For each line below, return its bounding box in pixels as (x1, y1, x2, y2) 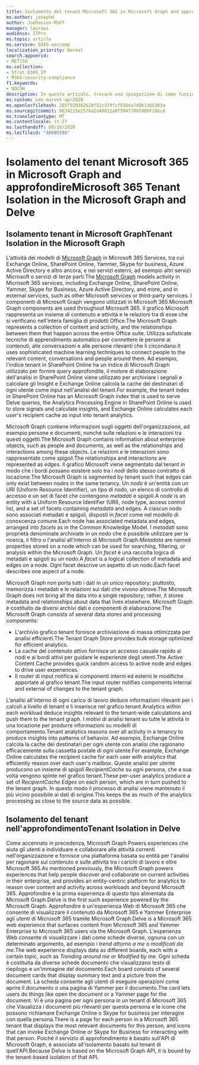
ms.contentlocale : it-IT (6, 119, 68, 125)
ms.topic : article (6, 36, 52, 42)
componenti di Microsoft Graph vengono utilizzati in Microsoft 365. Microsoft (6, 298, 192, 305)
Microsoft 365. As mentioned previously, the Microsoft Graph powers (6, 864, 174, 871)
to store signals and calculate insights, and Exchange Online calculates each (6, 405, 192, 412)
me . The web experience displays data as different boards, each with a (6, 946, 178, 954)
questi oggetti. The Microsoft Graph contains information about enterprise (6, 435, 185, 442)
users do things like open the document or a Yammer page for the (6, 990, 167, 997)
